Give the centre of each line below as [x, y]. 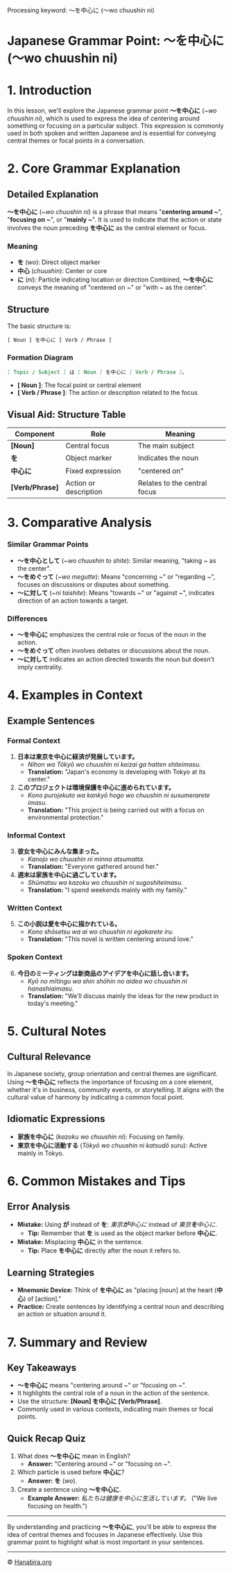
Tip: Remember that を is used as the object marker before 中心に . [122, 1233]
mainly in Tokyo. [41, 1153]
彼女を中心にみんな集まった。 [60, 851]
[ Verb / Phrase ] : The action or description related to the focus [107, 393]
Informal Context [36, 835]
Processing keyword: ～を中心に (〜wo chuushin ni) [81, 10]
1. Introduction [50, 91]
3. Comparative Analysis [80, 523]
